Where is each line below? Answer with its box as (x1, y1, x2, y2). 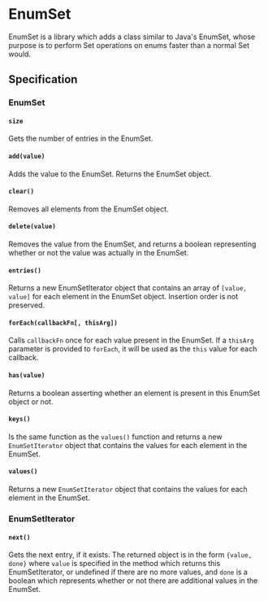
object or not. (8, 396, 54, 407)
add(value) (8, 152, 45, 161)
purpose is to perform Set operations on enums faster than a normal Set (8, 40, 250, 50)
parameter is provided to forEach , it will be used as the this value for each (8, 344, 257, 354)
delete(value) (8, 223, 57, 231)
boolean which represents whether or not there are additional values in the (8, 576, 258, 586)
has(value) (8, 372, 45, 380)
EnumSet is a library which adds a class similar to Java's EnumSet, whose (8, 32, 256, 41)
